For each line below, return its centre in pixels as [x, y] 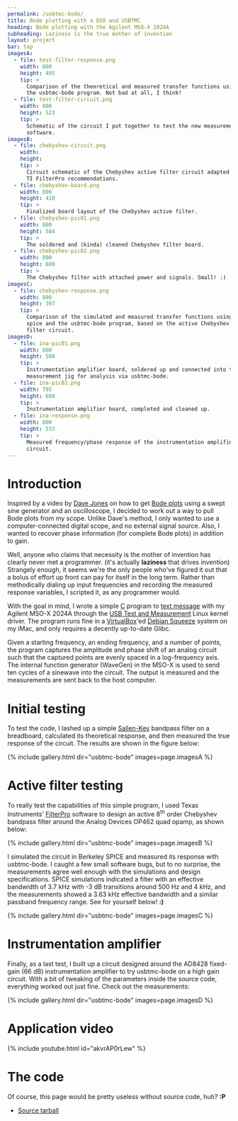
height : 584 [38, 231]
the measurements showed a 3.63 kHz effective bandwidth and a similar [113, 894]
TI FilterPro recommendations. [72, 179]
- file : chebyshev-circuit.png [60, 146]
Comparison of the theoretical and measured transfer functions [123, 86]
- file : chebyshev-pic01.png [57, 218]
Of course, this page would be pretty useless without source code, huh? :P [117, 1096]
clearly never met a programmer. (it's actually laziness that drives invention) [119, 562]
